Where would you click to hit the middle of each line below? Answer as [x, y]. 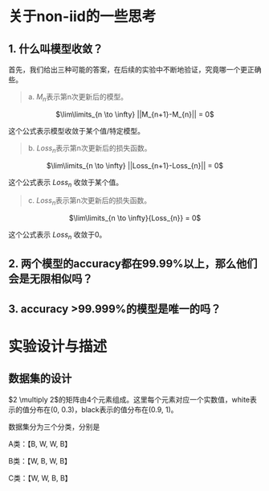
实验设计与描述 [58, 346]
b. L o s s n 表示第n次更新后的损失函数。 [90, 149]
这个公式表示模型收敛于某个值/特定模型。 [77, 130]
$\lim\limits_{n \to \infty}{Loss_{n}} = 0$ [135, 218]
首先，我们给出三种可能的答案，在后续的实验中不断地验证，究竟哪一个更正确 [135, 70]
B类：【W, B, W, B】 [40, 460]
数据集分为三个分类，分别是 [54, 427]
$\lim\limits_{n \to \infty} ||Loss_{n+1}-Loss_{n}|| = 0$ [135, 165]
